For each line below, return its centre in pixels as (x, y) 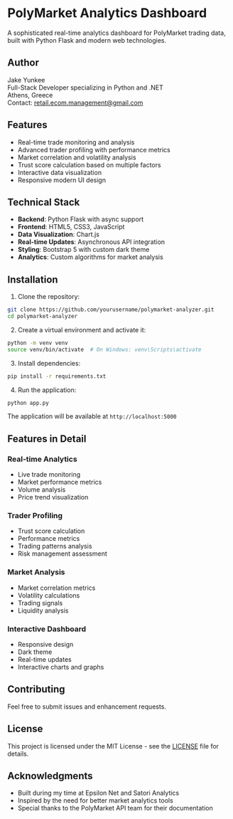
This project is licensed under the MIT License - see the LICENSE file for (113, 746)
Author (23, 63)
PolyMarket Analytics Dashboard (107, 13)
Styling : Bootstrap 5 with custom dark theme (83, 250)
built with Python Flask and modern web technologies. (87, 40)
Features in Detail (47, 439)
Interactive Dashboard (47, 629)
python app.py (28, 403)
